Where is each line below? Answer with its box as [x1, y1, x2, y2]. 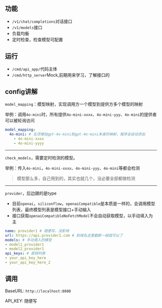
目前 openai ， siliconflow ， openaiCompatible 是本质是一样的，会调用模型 [12, 200, 156, 206]
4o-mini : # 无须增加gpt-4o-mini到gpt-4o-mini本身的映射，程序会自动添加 [9, 132, 146, 137]
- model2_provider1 [5, 246, 44, 251]
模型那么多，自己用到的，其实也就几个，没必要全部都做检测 [16, 175, 135, 181]
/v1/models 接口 [12, 24, 42, 30]
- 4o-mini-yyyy [13, 141, 44, 146]
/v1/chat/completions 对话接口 [12, 18, 72, 24]
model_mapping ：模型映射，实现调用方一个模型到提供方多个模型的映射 [5, 101, 143, 107]
